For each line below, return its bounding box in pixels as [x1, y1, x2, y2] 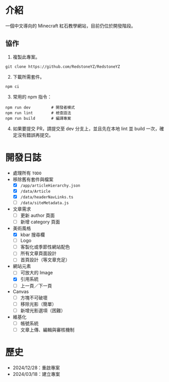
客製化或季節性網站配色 [20, 244, 70, 250]
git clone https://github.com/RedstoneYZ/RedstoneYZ [5, 64, 120, 69]
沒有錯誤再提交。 [17, 132, 54, 138]
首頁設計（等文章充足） [20, 257, 70, 263]
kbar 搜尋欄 [20, 232, 45, 238]
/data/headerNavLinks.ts [20, 194, 74, 199]
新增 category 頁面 [20, 219, 60, 225]
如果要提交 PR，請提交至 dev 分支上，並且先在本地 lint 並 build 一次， [12, 125, 160, 132]
